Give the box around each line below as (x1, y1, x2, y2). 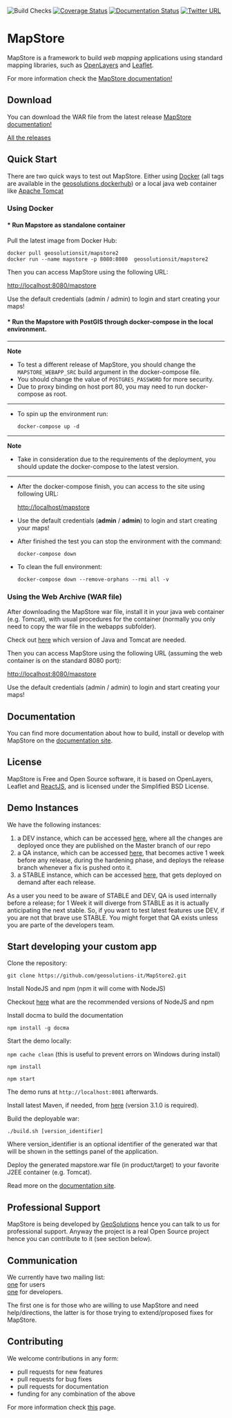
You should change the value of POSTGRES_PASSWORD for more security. (17, 375, 214, 383)
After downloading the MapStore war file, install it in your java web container (7, 608, 224, 616)
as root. (45, 389, 68, 398)
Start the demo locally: (7, 1037, 72, 1045)
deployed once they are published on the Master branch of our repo (17, 841, 211, 850)
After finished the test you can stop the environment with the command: (17, 537, 222, 545)
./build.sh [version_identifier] (7, 1128, 104, 1135)
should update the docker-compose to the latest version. (17, 462, 180, 470)
